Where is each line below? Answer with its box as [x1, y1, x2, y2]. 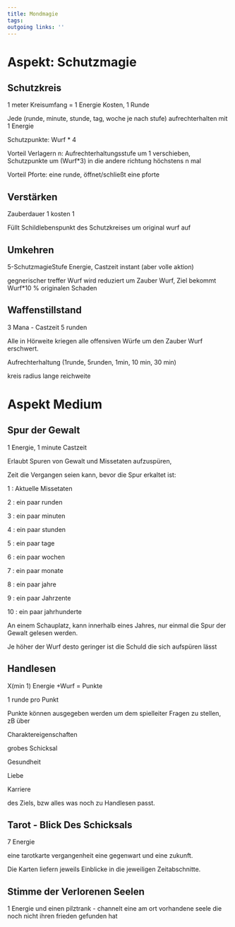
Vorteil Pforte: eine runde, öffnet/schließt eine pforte [7, 170, 160, 179]
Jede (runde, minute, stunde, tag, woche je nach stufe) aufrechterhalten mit [7, 114, 228, 123]
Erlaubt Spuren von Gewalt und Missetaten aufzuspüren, [7, 456, 172, 465]
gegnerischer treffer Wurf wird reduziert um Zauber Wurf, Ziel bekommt [7, 276, 217, 285]
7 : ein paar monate [7, 566, 64, 574]
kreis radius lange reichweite [7, 372, 91, 380]
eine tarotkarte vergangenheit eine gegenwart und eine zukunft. [7, 851, 193, 860]
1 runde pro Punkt [7, 695, 59, 704]
